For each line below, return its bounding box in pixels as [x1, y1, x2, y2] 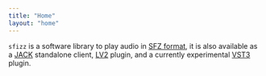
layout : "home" [8, 19, 60, 27]
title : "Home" [8, 11, 56, 20]
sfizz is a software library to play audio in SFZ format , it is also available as [8, 41, 258, 50]
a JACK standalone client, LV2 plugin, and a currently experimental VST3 [8, 50, 251, 59]
